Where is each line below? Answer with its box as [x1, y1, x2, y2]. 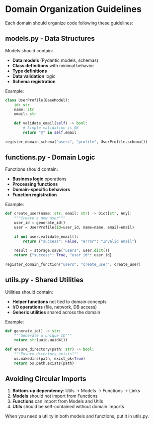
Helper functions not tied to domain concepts [12, 299, 107, 305]
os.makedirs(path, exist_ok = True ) [14, 356, 85, 361]
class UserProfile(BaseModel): [5, 98, 70, 103]
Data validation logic [12, 73, 56, 79]
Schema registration [12, 78, 56, 84]
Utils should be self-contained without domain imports [12, 404, 124, 410]
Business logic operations [12, 176, 67, 182]
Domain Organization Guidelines [5, 3, 142, 15]
